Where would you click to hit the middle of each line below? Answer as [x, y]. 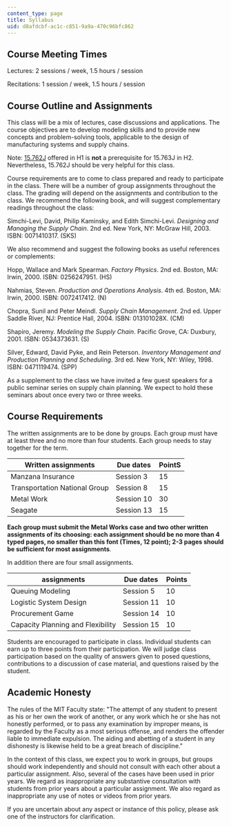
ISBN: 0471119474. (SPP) [42, 367]
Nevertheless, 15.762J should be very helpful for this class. [91, 165]
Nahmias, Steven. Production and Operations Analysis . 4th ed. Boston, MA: [114, 290]
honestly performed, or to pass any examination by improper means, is [108, 723]
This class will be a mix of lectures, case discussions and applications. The [113, 122]
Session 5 [139, 591]
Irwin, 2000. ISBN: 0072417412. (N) [57, 298]
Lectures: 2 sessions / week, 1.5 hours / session [75, 71]
